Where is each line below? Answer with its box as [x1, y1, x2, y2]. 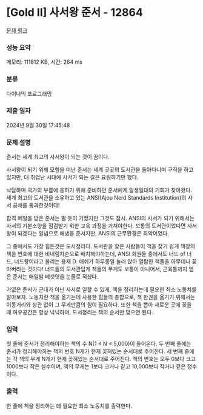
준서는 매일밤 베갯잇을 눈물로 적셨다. [12, 273, 99, 280]
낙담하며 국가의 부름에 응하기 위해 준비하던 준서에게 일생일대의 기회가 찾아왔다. [6, 186, 193, 194]
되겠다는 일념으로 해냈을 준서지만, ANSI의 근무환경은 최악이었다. [17, 230, 170, 237]
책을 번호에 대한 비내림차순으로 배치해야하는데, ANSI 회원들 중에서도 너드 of [6, 250, 186, 258]
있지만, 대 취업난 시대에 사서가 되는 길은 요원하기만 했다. [6, 174, 139, 181]
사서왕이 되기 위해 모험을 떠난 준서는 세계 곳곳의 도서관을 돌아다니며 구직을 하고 [6, 166, 194, 174]
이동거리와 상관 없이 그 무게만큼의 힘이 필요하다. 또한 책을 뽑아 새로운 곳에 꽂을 [6, 301, 192, 308]
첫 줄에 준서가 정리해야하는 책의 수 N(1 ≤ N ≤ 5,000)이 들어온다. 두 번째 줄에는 [6, 340, 191, 348]
